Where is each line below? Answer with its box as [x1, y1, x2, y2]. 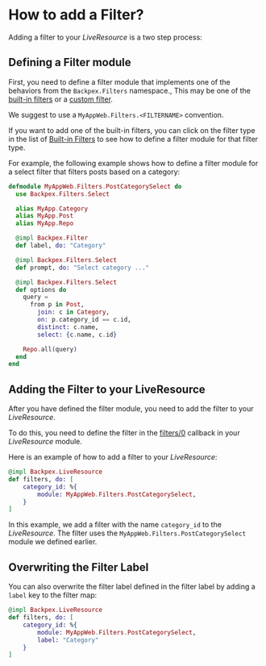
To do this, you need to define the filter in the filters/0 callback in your [8, 428, 240, 438]
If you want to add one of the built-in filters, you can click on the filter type [8, 125, 256, 135]
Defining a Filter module [8, 56, 131, 69]
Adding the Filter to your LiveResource [8, 382, 206, 396]
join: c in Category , [37, 308, 110, 316]
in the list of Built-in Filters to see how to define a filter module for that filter [8, 134, 259, 144]
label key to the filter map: [8, 590, 98, 600]
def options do [15, 285, 67, 293]
